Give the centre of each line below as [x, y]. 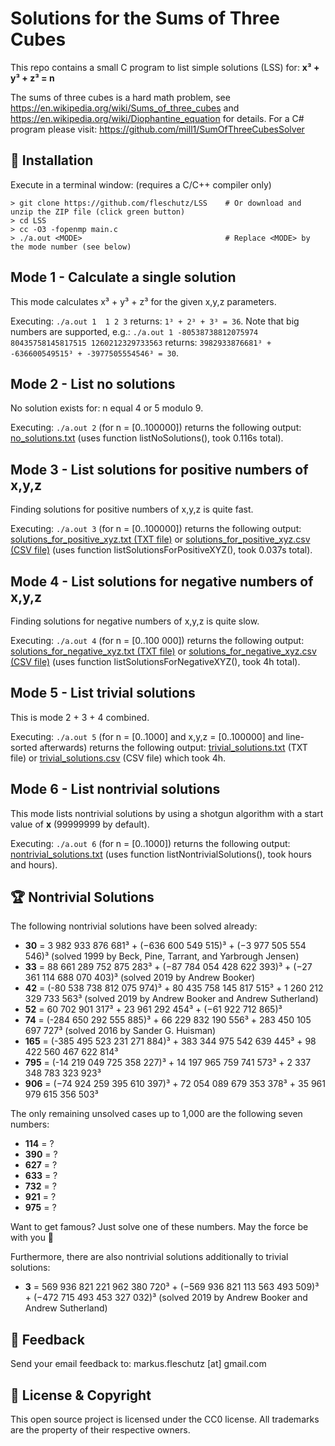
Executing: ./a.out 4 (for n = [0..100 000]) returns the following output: [157, 640]
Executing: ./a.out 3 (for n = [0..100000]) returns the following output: [156, 529]
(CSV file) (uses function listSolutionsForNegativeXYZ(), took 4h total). [155, 661]
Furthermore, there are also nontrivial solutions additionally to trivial [149, 1257]
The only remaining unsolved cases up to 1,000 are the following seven [156, 1114]
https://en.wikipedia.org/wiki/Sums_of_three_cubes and [125, 108]
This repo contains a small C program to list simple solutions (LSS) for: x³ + [165, 67]
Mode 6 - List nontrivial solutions [115, 789]
